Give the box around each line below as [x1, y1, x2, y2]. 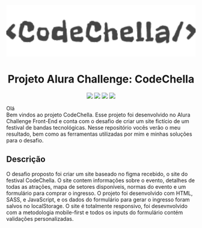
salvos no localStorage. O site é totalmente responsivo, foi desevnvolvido [6, 202, 188, 209]
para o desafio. [6, 136, 44, 144]
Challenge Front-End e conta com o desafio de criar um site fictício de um [6, 117, 189, 125]
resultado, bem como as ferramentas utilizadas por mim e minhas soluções [6, 130, 192, 138]
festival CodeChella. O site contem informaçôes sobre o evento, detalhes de [6, 177, 195, 184]
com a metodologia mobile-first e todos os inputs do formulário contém [6, 209, 183, 216]
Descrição [6, 154, 46, 165]
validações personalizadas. [6, 215, 74, 222]
